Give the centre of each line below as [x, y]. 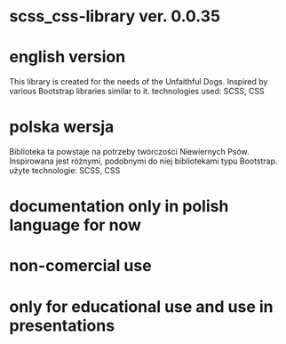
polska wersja [62, 127]
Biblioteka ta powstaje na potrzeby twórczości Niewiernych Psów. [130, 152]
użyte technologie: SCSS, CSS [65, 171]
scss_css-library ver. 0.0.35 [115, 16]
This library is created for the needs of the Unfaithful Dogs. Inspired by [139, 82]
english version [68, 57]
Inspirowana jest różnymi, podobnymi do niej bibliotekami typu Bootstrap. [143, 161]
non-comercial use [81, 266]
